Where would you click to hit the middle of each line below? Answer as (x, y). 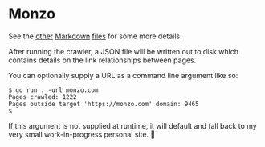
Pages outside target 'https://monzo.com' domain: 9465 (104, 104)
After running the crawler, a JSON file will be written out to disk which (124, 51)
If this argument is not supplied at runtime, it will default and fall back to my (132, 125)
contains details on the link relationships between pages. (102, 60)
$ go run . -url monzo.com (53, 90)
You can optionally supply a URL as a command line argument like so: (123, 75)
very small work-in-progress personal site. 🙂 (82, 134)
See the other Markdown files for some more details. (95, 36)
